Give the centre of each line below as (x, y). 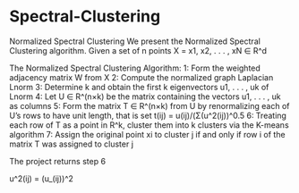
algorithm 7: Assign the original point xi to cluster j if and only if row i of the (147, 134)
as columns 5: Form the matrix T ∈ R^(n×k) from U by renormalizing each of (149, 105)
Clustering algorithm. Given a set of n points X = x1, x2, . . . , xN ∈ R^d (138, 50)
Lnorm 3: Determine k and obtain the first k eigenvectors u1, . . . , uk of (139, 87)
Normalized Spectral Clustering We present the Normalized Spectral (135, 41)
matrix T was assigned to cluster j (72, 144)
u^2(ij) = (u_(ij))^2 (42, 178)
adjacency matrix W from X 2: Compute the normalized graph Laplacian (141, 77)
